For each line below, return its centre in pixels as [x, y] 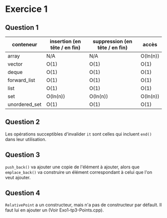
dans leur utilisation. [26, 139]
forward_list [22, 80]
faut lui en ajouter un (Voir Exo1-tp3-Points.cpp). [55, 210]
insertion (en [65, 41]
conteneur [25, 44]
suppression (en [113, 41]
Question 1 [22, 28]
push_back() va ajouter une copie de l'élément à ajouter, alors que [73, 167]
